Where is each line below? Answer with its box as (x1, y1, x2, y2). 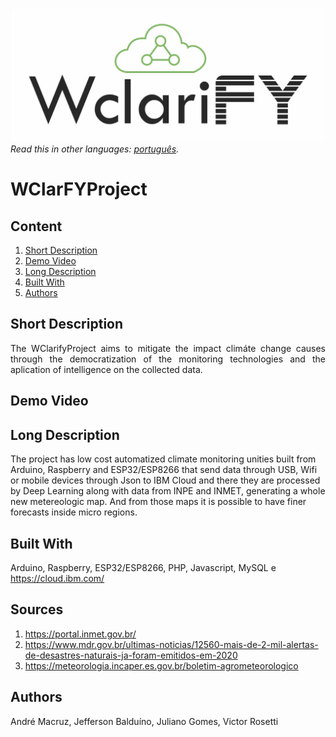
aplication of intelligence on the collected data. (10, 363, 203, 375)
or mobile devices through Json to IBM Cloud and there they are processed (10, 474, 321, 487)
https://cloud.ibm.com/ (10, 572, 105, 584)
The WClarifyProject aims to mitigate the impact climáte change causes (10, 342, 326, 354)
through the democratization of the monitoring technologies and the (10, 353, 326, 365)
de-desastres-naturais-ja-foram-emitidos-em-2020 (24, 649, 238, 661)
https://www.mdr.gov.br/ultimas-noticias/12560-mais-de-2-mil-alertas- (24, 638, 319, 650)
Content (10, 218, 63, 235)
